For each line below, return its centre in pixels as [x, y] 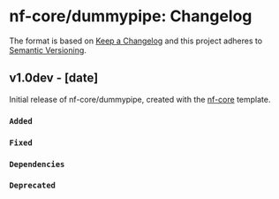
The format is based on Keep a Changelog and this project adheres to [136, 41]
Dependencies [37, 164]
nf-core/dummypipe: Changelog [131, 16]
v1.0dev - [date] [54, 78]
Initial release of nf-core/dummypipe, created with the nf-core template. [140, 99]
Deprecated [32, 186]
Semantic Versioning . [48, 50]
